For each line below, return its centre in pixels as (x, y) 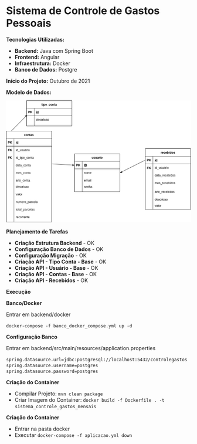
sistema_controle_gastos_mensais (55, 406)
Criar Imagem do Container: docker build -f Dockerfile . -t (90, 399)
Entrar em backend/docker (38, 314)
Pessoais (29, 23)
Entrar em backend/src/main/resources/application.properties (81, 348)
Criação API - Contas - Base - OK (55, 274)
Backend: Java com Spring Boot (54, 50)
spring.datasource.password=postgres (52, 371)
